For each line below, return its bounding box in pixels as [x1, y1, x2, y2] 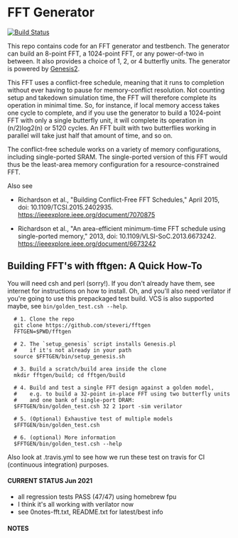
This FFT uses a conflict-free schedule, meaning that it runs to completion [7, 78, 225, 86]
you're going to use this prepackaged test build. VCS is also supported [7, 294, 215, 303]
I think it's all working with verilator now [17, 500, 134, 508]
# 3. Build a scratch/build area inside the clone [13, 365, 167, 373]
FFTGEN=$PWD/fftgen [13, 328, 72, 335]
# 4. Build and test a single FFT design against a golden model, [13, 384, 215, 391]
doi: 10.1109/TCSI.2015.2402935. [17, 202, 114, 211]
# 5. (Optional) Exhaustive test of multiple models [13, 415, 173, 423]
